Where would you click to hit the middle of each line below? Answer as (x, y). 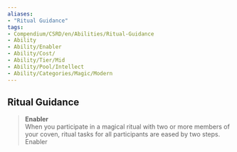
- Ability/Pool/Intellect (46, 67)
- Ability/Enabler (35, 47)
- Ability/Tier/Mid (36, 60)
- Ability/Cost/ (31, 54)
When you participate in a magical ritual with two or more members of (127, 127)
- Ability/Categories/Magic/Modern (60, 73)
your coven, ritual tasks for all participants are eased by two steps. (122, 134)
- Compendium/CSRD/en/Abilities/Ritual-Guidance (81, 34)
